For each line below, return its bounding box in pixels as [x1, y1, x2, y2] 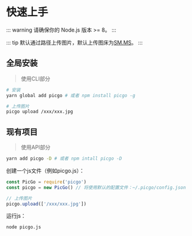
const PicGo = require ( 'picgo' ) [6, 179, 86, 185]
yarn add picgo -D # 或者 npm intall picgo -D [6, 156, 122, 162]
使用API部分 [20, 144, 51, 151]
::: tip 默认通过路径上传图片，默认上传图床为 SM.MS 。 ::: [6, 39, 143, 46]
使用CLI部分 [20, 75, 51, 82]
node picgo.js [6, 224, 42, 230]
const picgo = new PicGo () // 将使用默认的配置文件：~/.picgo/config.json [6, 184, 186, 191]
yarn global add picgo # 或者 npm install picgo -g [6, 92, 135, 98]
